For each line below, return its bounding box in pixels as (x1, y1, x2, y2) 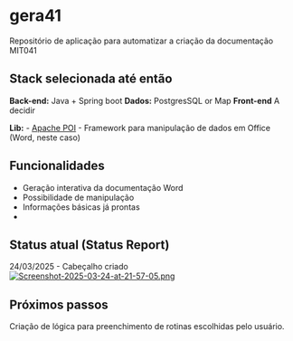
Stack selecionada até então (9, 71, 173, 87)
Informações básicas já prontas (22, 201, 140, 213)
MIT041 (9, 44, 38, 55)
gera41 (9, 5, 61, 26)
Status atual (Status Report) (9, 237, 170, 252)
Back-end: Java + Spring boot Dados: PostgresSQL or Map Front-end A (9, 95, 280, 106)
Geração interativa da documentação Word (22, 182, 184, 193)
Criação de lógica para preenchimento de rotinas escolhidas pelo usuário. (9, 321, 285, 332)
